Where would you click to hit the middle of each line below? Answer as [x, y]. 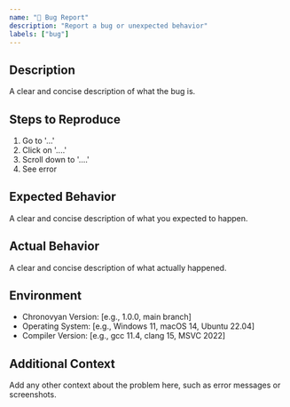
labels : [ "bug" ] [39, 34]
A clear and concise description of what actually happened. [118, 267]
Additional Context [62, 364]
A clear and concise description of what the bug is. [102, 92]
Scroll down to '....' [56, 160]
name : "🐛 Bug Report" [49, 17]
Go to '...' [38, 140]
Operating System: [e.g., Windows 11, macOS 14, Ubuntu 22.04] [138, 326]
